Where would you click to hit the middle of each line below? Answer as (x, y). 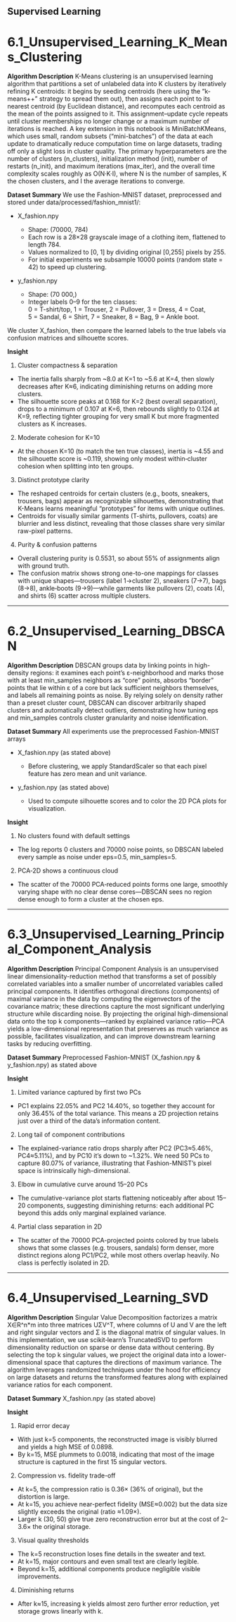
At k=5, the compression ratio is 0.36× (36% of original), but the (110, 1489)
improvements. (39, 1577)
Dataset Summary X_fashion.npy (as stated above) (81, 1399)
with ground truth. (44, 566)
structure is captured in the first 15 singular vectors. (92, 1462)
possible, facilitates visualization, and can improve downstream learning (111, 1036)
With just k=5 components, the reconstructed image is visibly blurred (117, 1439)
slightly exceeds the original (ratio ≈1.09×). (79, 1512)
